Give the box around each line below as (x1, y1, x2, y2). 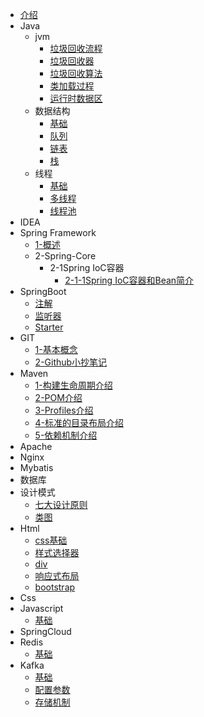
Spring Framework (19, 227, 97, 238)
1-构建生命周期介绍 (34, 379, 113, 391)
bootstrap (34, 581, 76, 593)
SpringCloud (19, 626, 72, 637)
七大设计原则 (34, 499, 88, 510)
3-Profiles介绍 (34, 404, 94, 416)
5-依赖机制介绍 (34, 429, 98, 441)
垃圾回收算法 (49, 68, 103, 79)
